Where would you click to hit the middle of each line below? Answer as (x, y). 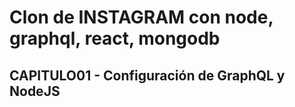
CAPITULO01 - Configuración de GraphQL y (147, 75)
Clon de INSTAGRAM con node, (141, 17)
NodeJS (35, 91)
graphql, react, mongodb (115, 38)
